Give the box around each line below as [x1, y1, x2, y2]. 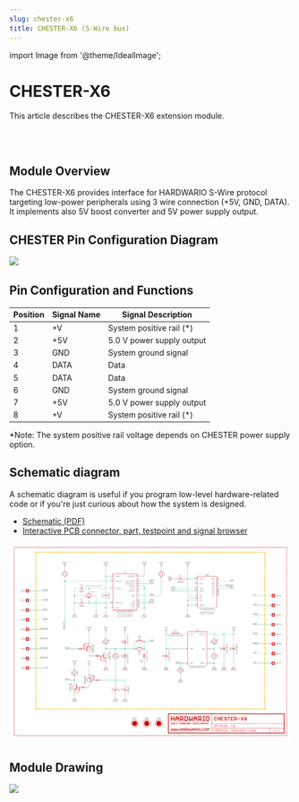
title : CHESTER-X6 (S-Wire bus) [9, 23, 130, 33]
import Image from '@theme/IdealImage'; [9, 49, 161, 60]
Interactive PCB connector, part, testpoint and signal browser [21, 525, 248, 536]
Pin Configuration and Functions [9, 283, 194, 298]
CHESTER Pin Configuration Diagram [9, 232, 219, 247]
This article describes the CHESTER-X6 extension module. [9, 110, 225, 121]
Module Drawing [9, 760, 104, 775]
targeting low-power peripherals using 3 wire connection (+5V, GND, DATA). [9, 197, 290, 208]
